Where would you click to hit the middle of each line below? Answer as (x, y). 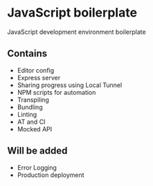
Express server (39, 77)
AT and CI (31, 122)
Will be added (37, 151)
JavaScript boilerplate (72, 13)
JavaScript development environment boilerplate (77, 32)
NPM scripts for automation (56, 92)
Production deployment (51, 175)
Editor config (36, 70)
